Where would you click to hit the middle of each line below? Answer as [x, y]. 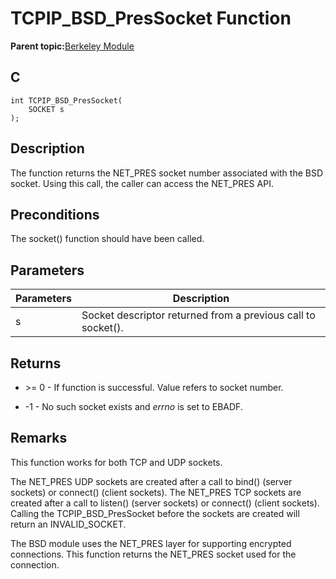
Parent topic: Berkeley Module [72, 46]
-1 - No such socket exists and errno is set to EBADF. [133, 406]
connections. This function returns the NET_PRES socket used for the [153, 554]
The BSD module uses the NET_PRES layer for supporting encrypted [151, 543]
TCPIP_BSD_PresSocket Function [151, 18]
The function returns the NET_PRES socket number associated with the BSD [167, 173]
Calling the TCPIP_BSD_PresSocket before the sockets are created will [155, 513]
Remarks [39, 438]
